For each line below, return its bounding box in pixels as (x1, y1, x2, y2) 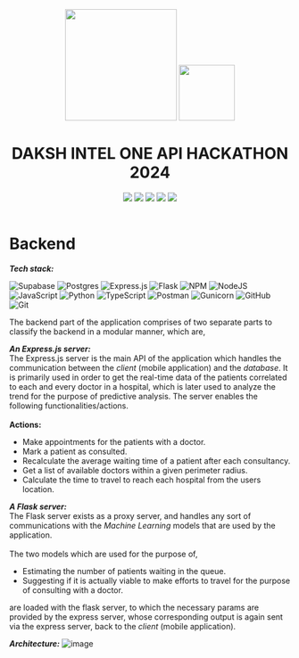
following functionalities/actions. (9, 400, 129, 411)
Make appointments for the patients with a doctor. (21, 436, 206, 447)
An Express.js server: (9, 343, 91, 354)
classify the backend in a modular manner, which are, (9, 325, 206, 337)
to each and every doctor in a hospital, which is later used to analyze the (9, 381, 277, 391)
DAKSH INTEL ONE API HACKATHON (12, 144, 288, 164)
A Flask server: (9, 501, 67, 512)
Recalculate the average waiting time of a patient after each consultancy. (21, 455, 291, 466)
